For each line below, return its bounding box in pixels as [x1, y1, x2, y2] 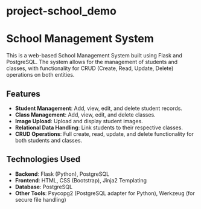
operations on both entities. [6, 71, 75, 79]
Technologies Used [6, 154, 80, 164]
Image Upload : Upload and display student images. [14, 117, 143, 124]
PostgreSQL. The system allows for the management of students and [6, 59, 178, 66]
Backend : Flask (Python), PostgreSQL [14, 170, 110, 178]
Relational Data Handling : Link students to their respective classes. [14, 124, 183, 131]
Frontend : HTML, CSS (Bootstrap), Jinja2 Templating [14, 176, 147, 184]
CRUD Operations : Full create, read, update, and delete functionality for [14, 130, 194, 137]
